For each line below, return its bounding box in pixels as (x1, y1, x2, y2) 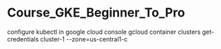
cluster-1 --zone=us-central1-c (40, 35, 128, 43)
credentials (7, 35, 39, 43)
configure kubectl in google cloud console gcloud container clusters (7, 28, 201, 36)
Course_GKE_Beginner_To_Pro (7, 5, 185, 21)
